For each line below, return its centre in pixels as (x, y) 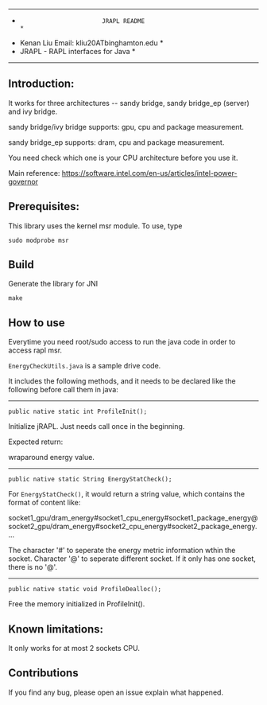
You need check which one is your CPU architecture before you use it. (123, 158)
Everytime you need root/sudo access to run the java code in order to (122, 342)
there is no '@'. (33, 567)
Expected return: (36, 442)
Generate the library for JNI (53, 284)
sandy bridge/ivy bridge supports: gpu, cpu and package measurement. (126, 127)
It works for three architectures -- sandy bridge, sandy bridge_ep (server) (129, 103)
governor (23, 181)
